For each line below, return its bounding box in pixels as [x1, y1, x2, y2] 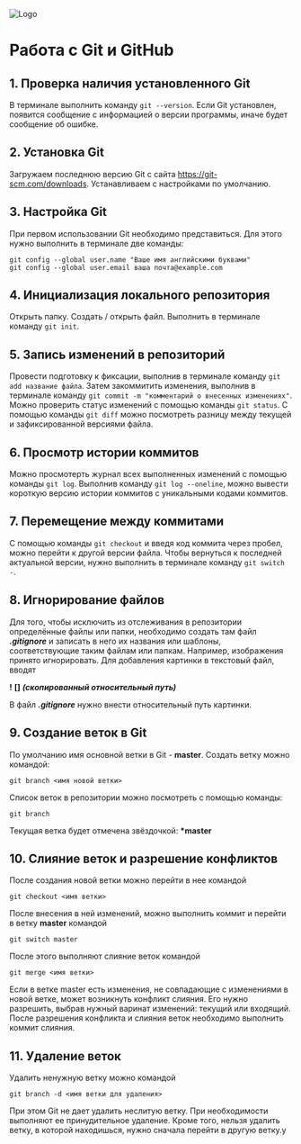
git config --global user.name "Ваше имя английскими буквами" [9, 255, 252, 265]
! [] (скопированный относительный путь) [9, 681, 177, 692]
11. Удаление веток [9, 1049, 121, 1064]
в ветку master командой [9, 918, 108, 929]
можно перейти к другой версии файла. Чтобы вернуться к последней [9, 547, 282, 558]
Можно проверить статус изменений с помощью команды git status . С [9, 400, 288, 410]
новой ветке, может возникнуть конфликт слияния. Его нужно [9, 994, 249, 1004]
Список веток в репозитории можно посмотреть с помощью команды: [9, 792, 283, 803]
